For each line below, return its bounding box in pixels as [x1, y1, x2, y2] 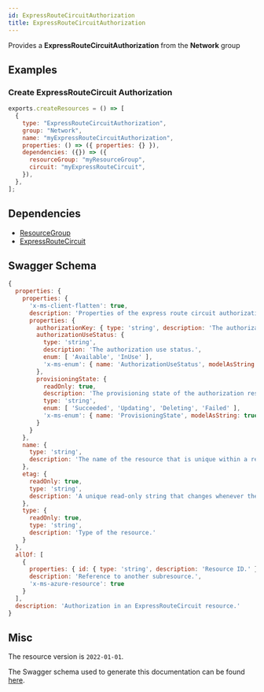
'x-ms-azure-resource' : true [28, 580, 125, 588]
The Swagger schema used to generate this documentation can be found [8, 667, 245, 677]
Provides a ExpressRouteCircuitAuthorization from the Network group [8, 40, 240, 50]
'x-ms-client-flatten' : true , [28, 302, 128, 309]
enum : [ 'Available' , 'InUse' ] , [42, 353, 153, 361]
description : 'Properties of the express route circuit [28, 309, 216, 317]
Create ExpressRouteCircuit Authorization [8, 87, 173, 98]
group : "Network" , [22, 127, 82, 135]
